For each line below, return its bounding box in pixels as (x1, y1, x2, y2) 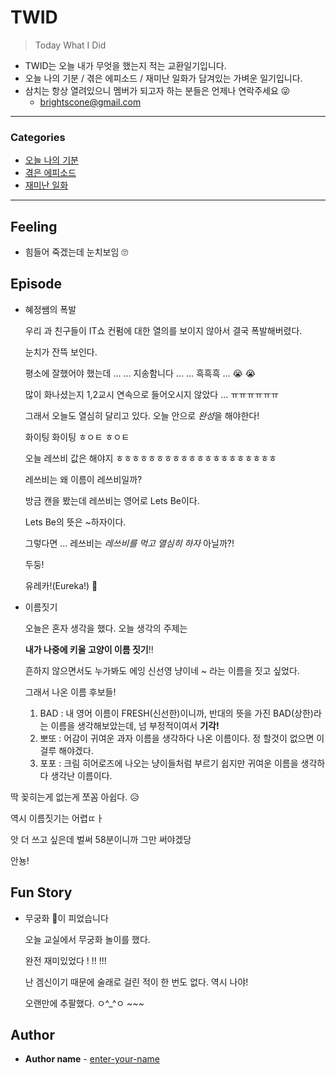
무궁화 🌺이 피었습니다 (24, 912, 109, 924)
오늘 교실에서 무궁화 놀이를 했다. (24, 933, 151, 945)
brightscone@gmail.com (39, 96, 142, 108)
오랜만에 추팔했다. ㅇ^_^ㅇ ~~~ (24, 997, 145, 1009)
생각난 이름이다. (50, 769, 113, 781)
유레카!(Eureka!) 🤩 (24, 579, 98, 591)
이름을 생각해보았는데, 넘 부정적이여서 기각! (50, 719, 220, 731)
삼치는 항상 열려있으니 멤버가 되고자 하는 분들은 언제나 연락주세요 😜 (24, 84, 291, 96)
